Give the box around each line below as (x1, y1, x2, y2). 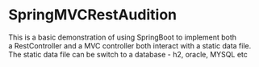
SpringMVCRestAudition (8, 6, 178, 24)
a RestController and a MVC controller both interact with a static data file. (8, 40, 252, 50)
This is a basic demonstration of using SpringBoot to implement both (8, 32, 236, 42)
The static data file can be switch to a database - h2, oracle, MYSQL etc (8, 49, 249, 59)
